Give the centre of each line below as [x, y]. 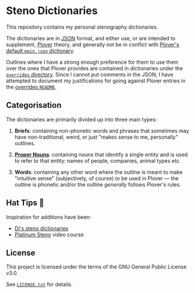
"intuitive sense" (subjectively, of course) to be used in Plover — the [97, 178]
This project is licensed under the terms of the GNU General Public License [96, 267]
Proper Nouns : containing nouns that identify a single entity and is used [101, 154]
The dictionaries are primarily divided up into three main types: [82, 119]
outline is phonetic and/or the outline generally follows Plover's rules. [97, 184]
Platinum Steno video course [49, 235]
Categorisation [34, 106]
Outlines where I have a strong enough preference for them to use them [93, 62]
